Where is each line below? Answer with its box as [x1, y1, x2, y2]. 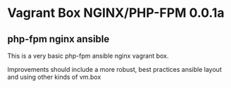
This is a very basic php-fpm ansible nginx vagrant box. [7, 51, 169, 60]
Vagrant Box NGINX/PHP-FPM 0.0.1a [7, 5, 225, 21]
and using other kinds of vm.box [7, 73, 101, 81]
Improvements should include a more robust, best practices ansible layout [7, 65, 222, 73]
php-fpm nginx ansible [7, 33, 110, 45]
